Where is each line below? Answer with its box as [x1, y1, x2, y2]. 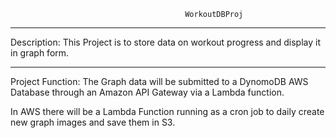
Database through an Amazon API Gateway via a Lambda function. [10, 86, 285, 98]
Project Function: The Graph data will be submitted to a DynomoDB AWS [10, 76, 309, 87]
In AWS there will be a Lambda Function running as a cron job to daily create [10, 106, 325, 117]
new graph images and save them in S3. [10, 116, 176, 128]
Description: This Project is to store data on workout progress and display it [10, 36, 321, 48]
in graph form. [10, 47, 70, 59]
